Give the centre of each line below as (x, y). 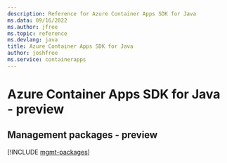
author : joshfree (33, 53)
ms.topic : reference (38, 33)
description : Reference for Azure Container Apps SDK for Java (102, 14)
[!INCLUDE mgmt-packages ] (48, 152)
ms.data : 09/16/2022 (38, 20)
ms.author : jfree (33, 27)
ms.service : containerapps (47, 60)
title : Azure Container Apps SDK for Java (70, 46)
